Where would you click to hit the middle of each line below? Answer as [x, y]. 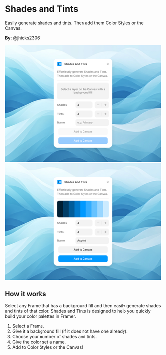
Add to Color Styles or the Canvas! [47, 347]
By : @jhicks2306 [23, 38]
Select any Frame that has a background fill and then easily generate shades [83, 305]
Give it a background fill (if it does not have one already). [70, 331]
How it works [26, 294]
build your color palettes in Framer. [41, 316]
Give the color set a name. [39, 342]
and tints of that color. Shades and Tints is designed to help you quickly [78, 311]
